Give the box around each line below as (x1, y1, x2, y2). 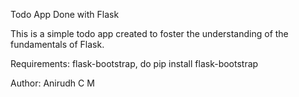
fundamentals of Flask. (10, 39, 105, 50)
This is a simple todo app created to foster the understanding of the (10, 28, 289, 39)
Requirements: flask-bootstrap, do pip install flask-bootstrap (10, 58, 259, 69)
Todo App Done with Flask (10, 9, 120, 20)
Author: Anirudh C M (10, 77, 95, 89)
